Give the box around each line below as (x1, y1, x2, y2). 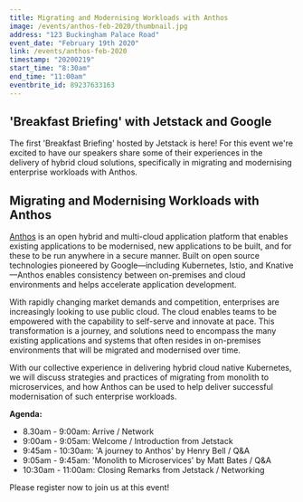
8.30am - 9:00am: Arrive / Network (22, 426, 155, 437)
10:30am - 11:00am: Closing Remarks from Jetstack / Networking (22, 465, 265, 476)
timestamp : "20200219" (9, 55, 95, 64)
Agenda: (9, 409, 43, 420)
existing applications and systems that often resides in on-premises (9, 336, 261, 346)
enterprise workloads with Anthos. (9, 166, 138, 177)
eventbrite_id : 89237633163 (9, 81, 116, 90)
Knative (265, 260, 294, 271)
